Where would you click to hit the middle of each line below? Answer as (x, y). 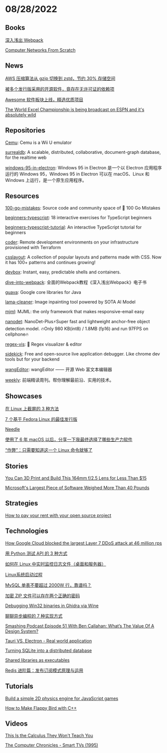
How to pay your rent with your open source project (58, 515)
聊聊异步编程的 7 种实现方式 (34, 616)
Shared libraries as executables (37, 660)
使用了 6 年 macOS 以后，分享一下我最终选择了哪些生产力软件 (69, 440)
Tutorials (19, 687)
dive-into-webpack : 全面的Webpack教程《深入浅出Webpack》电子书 (76, 282)
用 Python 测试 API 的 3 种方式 (36, 553)
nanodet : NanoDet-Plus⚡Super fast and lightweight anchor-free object (78, 322)
